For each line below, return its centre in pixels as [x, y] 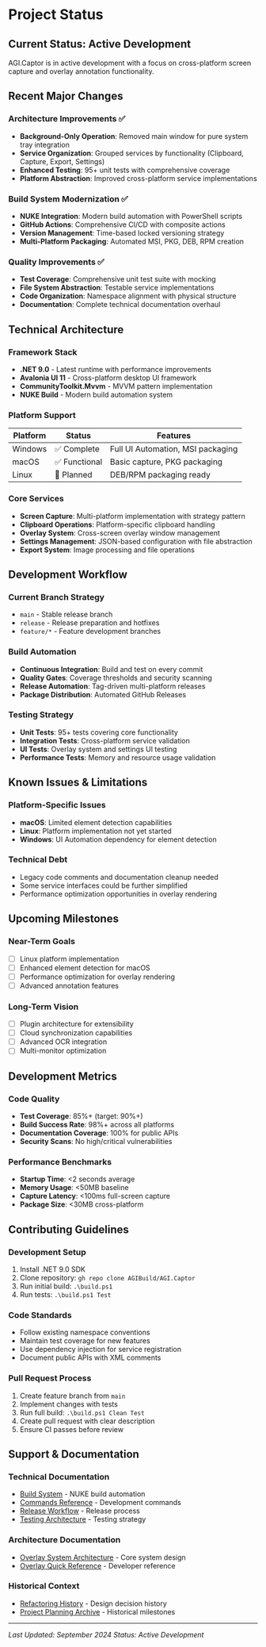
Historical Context [44, 1586]
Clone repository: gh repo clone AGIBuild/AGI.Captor [107, 1277]
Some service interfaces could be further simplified [104, 885]
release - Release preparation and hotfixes [89, 623]
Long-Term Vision [44, 1007]
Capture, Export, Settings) [62, 161]
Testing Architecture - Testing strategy [83, 1519]
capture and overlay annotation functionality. [81, 71]
